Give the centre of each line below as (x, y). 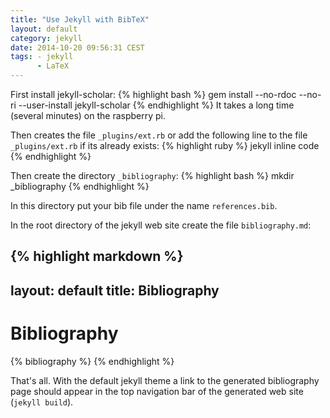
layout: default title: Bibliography (115, 290)
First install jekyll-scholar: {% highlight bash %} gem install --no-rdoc (153, 94)
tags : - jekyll (42, 57)
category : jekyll (46, 38)
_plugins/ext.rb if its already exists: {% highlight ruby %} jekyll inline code (165, 145)
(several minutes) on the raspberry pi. (88, 115)
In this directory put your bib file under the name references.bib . (144, 205)
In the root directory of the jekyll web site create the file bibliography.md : (161, 225)
